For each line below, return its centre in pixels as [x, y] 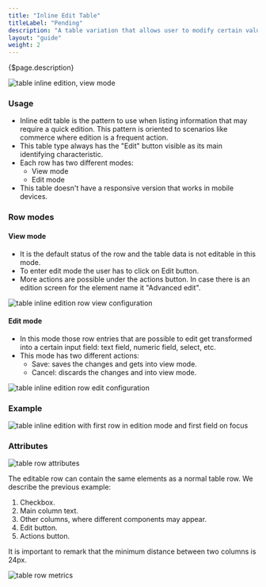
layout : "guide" [35, 38]
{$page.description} [41, 67]
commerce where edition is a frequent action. [94, 138]
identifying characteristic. [61, 155]
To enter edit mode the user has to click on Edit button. [109, 270]
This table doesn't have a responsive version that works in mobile [127, 188]
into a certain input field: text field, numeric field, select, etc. [118, 347]
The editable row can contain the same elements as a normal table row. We [131, 479]
